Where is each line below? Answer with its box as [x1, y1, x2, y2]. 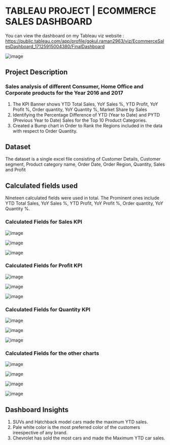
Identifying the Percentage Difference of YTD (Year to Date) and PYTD [12, 112, 160, 118]
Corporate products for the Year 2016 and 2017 [5, 89, 123, 96]
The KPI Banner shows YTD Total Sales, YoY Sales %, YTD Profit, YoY [12, 101, 158, 107]
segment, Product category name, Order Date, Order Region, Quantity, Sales [5, 161, 165, 167]
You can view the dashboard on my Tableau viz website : [5, 32, 124, 39]
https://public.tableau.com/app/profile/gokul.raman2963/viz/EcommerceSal [5, 38, 164, 44]
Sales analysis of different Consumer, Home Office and [5, 83, 144, 90]
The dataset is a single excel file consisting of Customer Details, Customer [5, 156, 161, 162]
